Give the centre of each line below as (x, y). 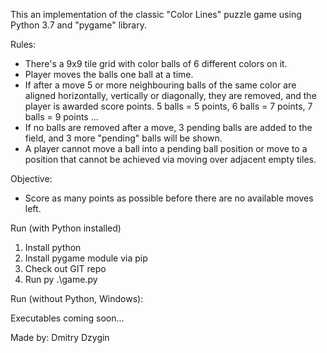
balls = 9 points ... (61, 117)
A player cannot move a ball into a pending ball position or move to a (166, 148)
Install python (53, 247)
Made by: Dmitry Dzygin (60, 337)
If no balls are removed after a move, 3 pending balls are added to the (168, 127)
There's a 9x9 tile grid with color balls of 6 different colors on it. (156, 63)
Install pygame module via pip (86, 258)
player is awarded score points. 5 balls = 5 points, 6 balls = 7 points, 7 (168, 106)
